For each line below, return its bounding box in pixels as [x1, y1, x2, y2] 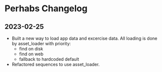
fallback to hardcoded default [19, 56, 79, 62]
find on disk [19, 46, 43, 51]
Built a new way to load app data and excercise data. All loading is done [11, 35, 158, 41]
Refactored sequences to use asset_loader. [11, 62, 100, 67]
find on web [19, 51, 44, 57]
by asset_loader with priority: [11, 41, 71, 47]
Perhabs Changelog [4, 3, 88, 14]
